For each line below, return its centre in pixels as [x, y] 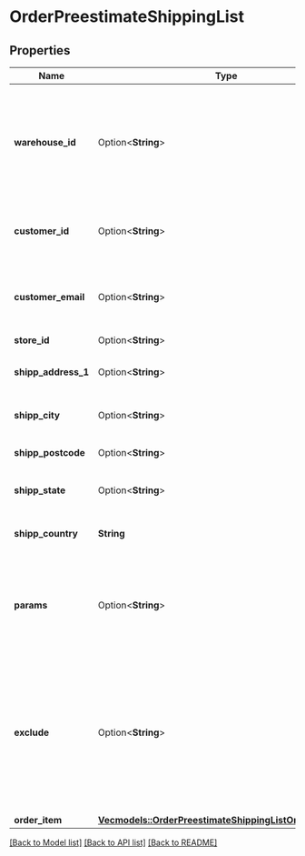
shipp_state [40, 490]
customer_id [42, 231]
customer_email [49, 297]
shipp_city [37, 415]
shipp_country [46, 534]
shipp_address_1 [52, 372]
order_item [38, 820]
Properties [40, 50]
